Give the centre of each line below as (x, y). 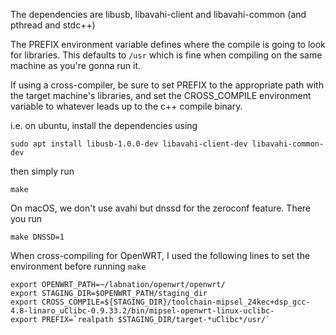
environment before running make (78, 266)
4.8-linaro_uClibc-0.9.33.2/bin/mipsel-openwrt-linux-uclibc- (142, 311)
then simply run (42, 171)
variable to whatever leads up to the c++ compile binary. (126, 106)
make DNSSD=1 (37, 237)
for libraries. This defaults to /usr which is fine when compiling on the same (166, 55)
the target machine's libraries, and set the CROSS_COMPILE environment (161, 95)
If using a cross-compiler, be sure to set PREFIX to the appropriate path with (167, 85)
